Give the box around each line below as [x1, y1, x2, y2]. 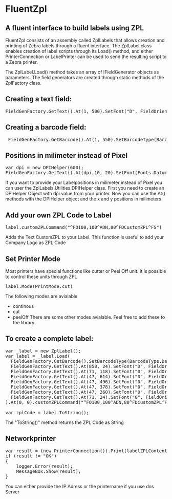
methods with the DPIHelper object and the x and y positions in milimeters [5, 196, 161, 202]
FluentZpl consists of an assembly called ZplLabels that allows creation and [5, 37, 165, 43]
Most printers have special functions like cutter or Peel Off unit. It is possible [5, 268, 166, 274]
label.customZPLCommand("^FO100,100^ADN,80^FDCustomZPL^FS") [5, 225, 162, 230]
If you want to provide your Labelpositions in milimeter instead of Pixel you [5, 179, 163, 186]
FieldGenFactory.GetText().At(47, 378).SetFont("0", [10, 384, 146, 390]
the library [12, 320, 35, 326]
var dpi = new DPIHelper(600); [5, 165, 84, 171]
